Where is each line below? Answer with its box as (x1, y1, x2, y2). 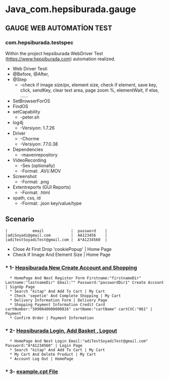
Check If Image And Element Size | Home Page (12, 251, 111, 257)
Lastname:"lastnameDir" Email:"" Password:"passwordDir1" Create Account (5, 280, 164, 285)
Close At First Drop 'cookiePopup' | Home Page (12, 246, 112, 252)
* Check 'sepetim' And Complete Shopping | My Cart (10, 293, 121, 298)
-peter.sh (20, 114, 39, 120)
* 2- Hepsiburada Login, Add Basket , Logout (5, 327, 117, 334)
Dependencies (12, 146, 44, 153)
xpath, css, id (12, 195, 41, 201)
